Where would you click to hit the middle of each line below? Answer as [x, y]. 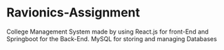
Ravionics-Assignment [73, 13]
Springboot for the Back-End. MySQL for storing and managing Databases [112, 38]
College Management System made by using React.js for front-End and [108, 32]
